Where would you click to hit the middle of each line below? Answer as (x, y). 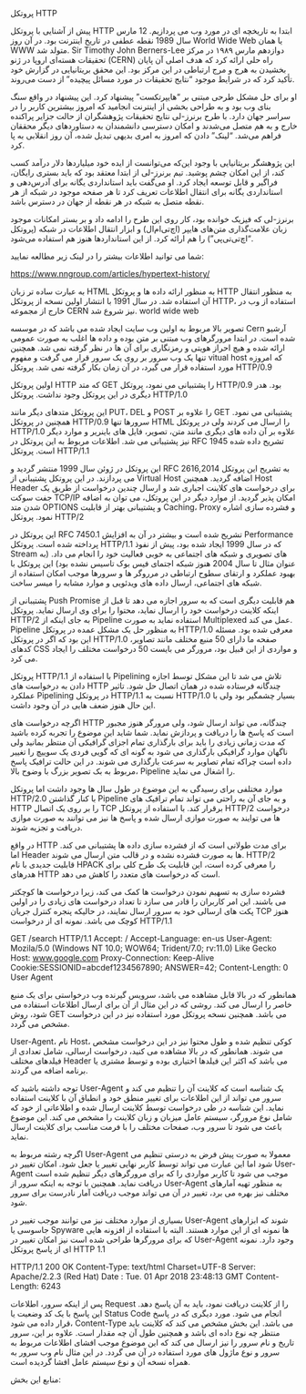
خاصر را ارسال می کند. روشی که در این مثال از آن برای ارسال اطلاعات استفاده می (151, 1004)
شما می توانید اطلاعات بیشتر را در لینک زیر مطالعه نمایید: (107, 256)
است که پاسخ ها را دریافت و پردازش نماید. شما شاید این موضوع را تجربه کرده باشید (152, 733)
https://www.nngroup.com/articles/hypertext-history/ (110, 274)
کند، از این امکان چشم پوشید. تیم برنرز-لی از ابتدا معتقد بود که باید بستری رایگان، (148, 173)
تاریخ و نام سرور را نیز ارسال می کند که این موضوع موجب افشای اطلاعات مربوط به (153, 1343)
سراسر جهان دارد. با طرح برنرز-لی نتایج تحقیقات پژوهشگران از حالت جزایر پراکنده (150, 116)
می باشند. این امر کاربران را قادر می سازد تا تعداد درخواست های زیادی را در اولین (148, 901)
